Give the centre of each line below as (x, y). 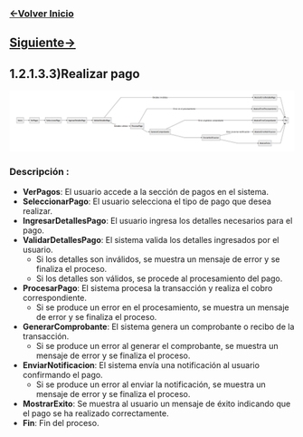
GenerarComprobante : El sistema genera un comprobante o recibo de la (158, 326)
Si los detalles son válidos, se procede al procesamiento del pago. (159, 278)
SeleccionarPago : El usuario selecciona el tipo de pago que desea (147, 201)
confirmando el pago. (62, 374)
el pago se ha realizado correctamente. (95, 413)
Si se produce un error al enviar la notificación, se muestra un (151, 384)
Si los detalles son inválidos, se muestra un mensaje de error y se (158, 259)
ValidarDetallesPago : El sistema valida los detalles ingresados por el (151, 239)
